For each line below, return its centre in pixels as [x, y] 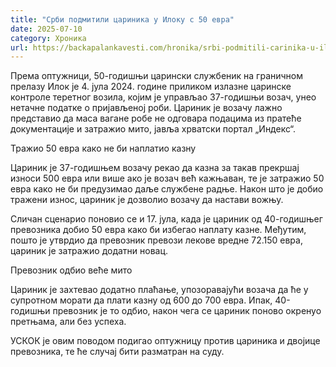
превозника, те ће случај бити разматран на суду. [117, 352]
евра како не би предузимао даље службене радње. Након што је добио [167, 189]
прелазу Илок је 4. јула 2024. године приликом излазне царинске [151, 87]
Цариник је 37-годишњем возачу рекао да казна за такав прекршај [155, 168]
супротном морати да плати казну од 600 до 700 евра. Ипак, [141, 300]
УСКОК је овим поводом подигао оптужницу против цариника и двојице [165, 341]
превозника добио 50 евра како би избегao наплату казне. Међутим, [158, 230]
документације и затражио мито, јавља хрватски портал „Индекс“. [153, 129]
